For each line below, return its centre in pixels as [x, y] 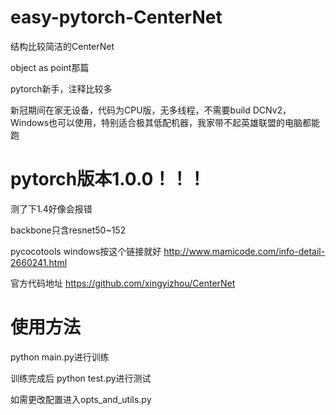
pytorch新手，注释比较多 [61, 88]
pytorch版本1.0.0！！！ [108, 179]
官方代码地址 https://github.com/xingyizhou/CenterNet [123, 283]
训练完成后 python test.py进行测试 [81, 378]
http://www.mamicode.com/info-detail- [244, 251]
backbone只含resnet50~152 [68, 230]
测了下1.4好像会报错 [51, 208]
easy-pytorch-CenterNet [116, 17]
